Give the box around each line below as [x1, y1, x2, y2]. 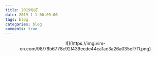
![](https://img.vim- [65, 40, 106, 46]
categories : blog [5, 21, 42, 27]
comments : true [5, 26, 38, 32]
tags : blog [5, 17, 28, 22]
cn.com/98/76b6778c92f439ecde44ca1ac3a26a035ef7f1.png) [19, 46, 151, 52]
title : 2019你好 [5, 7, 38, 13]
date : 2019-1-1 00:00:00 [5, 12, 58, 17]
